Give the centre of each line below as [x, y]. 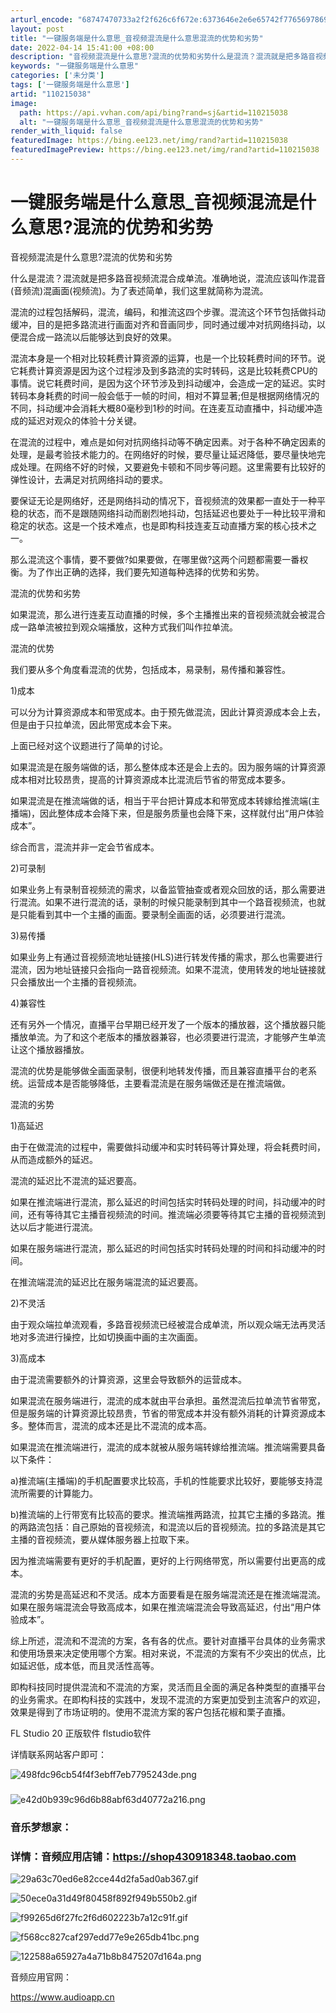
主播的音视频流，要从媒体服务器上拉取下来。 [102, 1539]
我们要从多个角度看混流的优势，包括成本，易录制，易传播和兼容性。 [150, 669]
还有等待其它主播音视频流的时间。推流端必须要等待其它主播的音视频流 [172, 1214]
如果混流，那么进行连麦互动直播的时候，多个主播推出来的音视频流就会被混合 [168, 614]
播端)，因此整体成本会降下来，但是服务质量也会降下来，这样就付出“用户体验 [167, 813]
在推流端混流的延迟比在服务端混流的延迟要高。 [106, 1282]
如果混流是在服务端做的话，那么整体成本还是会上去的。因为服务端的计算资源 [168, 767]
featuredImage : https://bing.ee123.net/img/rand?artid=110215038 [149, 141]
